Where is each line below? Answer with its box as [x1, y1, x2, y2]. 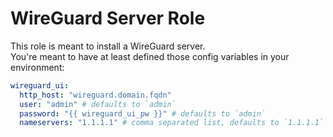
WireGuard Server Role [10, 7, 206, 30]
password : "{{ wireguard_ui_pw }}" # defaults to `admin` [19, 108, 267, 119]
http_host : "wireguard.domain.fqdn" [19, 90, 172, 100]
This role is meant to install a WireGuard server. [10, 40, 206, 52]
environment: [10, 61, 65, 73]
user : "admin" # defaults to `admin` [19, 99, 177, 109]
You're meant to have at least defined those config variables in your [10, 50, 290, 62]
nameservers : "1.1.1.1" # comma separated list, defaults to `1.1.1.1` [19, 118, 325, 128]
